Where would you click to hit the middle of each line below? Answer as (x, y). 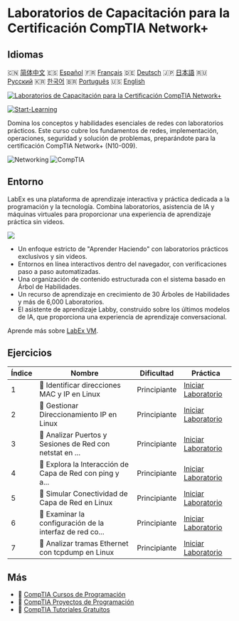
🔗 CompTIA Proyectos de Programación (76, 602)
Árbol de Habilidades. (49, 287)
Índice (22, 373)
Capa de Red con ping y (79, 473)
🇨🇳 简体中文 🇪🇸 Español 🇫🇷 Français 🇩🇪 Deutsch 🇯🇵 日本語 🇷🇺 (107, 72)
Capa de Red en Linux (76, 502)
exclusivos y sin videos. (52, 256)
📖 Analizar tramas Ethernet (84, 543)
